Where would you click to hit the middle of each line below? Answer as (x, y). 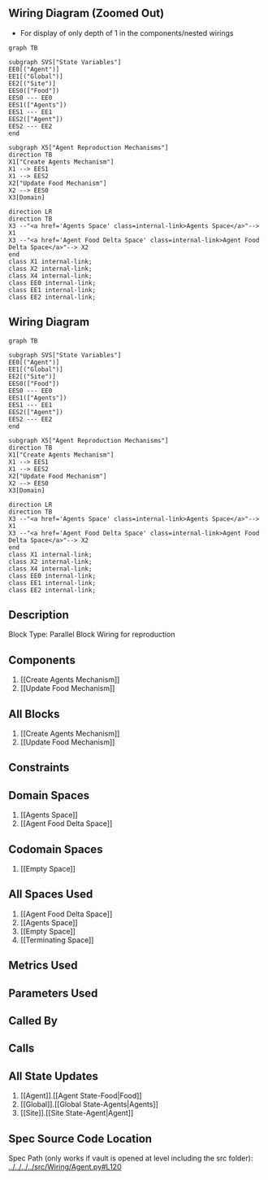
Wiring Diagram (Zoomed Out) (86, 13)
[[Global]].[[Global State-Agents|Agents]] (89, 1104)
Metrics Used (43, 966)
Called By (33, 1021)
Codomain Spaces (56, 849)
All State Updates (54, 1076)
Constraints (39, 768)
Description (39, 615)
